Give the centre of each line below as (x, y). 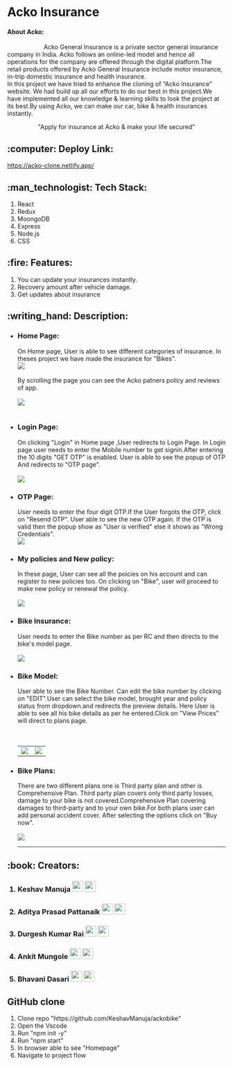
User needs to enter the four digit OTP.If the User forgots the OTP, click (119, 512)
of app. (27, 388)
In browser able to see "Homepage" (68, 1048)
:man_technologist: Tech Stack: (77, 187)
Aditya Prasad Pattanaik (59, 912)
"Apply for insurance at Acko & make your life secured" (116, 127)
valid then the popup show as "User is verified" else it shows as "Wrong (120, 527)
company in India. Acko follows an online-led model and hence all (101, 55)
